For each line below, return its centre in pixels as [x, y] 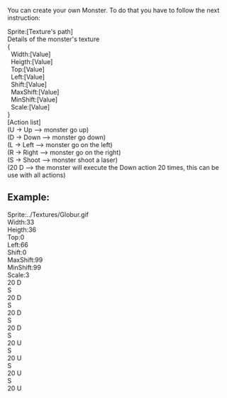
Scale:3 [18, 275]
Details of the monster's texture [54, 39]
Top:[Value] [27, 69]
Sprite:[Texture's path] [40, 32]
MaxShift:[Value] [35, 92]
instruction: [24, 18]
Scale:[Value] [30, 107]
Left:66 [18, 244]
